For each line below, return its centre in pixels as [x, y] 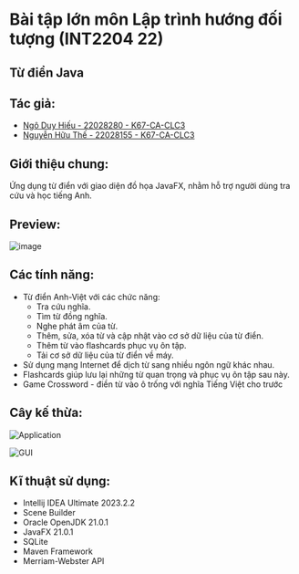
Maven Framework [57, 551]
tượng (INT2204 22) [87, 39]
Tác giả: [33, 104]
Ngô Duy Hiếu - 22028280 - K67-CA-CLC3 [104, 125]
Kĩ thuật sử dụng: [60, 481]
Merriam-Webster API [63, 561]
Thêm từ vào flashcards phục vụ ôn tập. [111, 345]
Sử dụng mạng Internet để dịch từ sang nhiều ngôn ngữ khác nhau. [149, 364]
